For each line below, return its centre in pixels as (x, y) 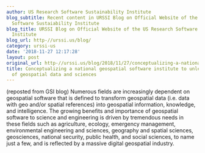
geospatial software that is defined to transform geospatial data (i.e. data (98, 98)
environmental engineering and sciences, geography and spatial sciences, (100, 130)
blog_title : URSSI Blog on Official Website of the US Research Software (102, 29)
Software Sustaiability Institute (56, 23)
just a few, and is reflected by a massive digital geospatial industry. (91, 143)
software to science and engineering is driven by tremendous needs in (95, 118)
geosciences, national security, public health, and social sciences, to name (100, 137)
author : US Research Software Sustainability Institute (79, 12)
